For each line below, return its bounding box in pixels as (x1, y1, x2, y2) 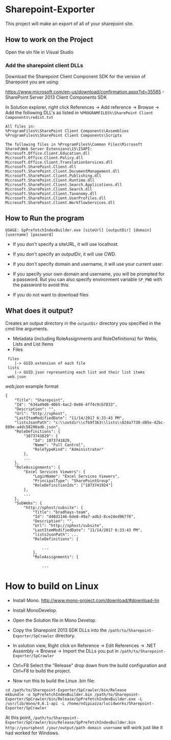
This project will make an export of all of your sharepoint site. (5, 20, 134, 27)
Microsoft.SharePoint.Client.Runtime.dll (5, 178, 95, 183)
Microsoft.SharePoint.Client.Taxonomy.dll (5, 191, 97, 197)
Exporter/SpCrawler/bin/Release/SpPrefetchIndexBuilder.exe (5, 696, 136, 702)
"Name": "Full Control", (32, 442, 86, 448)
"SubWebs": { (14, 500, 42, 505)
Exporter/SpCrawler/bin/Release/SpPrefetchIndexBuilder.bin (5, 720, 136, 725)
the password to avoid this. (12, 282, 70, 288)
